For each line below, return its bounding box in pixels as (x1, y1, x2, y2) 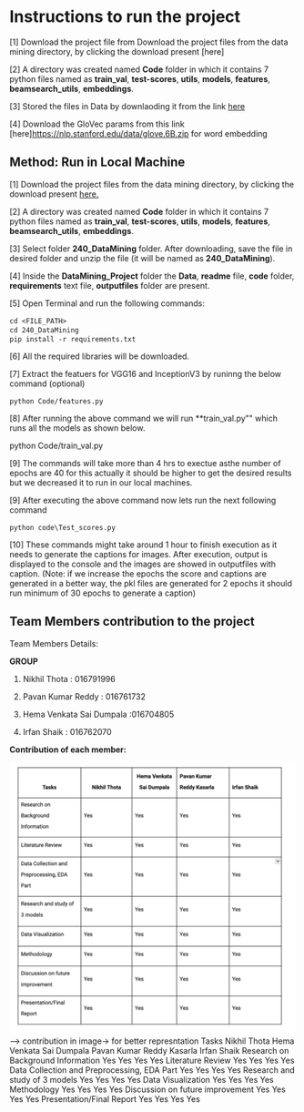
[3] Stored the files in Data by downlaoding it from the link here (9, 100, 246, 111)
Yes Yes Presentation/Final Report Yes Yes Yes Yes (9, 1093, 200, 1104)
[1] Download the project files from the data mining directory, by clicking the (9, 179, 294, 189)
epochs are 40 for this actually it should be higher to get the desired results (9, 467, 292, 478)
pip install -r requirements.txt (9, 334, 137, 343)
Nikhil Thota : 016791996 (22, 673, 116, 684)
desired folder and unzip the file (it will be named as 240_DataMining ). (9, 252, 276, 263)
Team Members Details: (9, 638, 98, 648)
